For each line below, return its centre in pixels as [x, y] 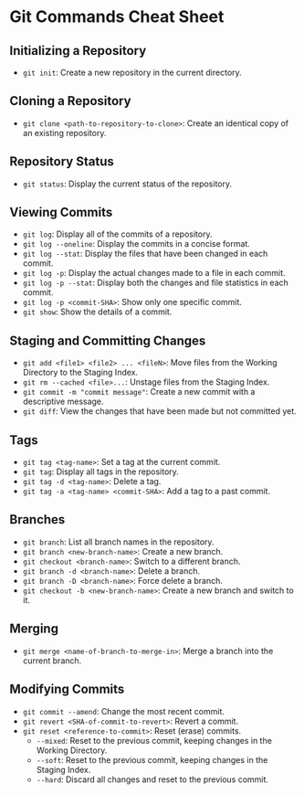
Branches [37, 519]
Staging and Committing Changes [108, 340]
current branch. [52, 661]
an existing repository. [64, 132]
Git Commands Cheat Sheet [117, 17]
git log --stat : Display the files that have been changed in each [145, 254]
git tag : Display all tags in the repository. [101, 471]
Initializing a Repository [78, 51]
